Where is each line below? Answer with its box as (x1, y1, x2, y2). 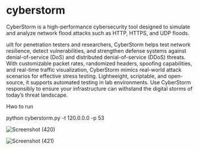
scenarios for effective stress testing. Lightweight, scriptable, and (6, 72, 167, 79)
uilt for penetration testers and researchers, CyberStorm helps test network (6, 41, 191, 48)
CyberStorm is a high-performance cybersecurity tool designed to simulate (6, 23, 191, 30)
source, (6, 78, 25, 86)
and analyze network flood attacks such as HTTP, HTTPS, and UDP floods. (6, 29, 190, 36)
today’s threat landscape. (6, 91, 68, 98)
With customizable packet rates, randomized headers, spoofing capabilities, (6, 60, 192, 67)
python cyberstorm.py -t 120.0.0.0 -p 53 (6, 114, 105, 122)
